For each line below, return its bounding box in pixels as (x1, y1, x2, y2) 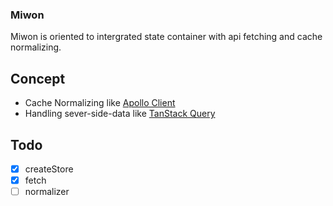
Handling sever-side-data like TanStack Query (24, 108, 216, 120)
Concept (10, 70, 66, 87)
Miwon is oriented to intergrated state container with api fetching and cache (10, 31, 323, 43)
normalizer (24, 186, 70, 198)
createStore (24, 163, 74, 175)
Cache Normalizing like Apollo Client (24, 97, 176, 109)
